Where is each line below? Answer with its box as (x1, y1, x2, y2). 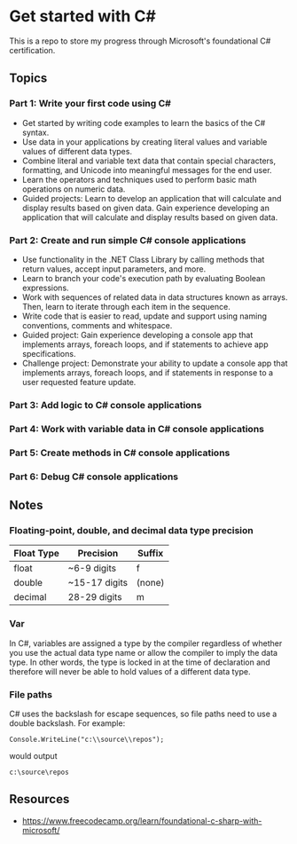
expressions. (21, 282, 69, 293)
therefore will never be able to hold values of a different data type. (9, 666, 251, 676)
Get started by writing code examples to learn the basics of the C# (21, 117, 266, 128)
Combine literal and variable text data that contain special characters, (21, 155, 277, 166)
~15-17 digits (67, 577, 129, 589)
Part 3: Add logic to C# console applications (9, 398, 202, 411)
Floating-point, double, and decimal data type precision (9, 524, 254, 536)
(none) (136, 577, 165, 589)
